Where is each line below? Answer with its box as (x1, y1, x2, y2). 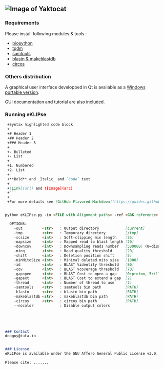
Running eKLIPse (5, 111, 46, 118)
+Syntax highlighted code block (7, 122, 73, 127)
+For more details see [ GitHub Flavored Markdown (7, 199, 110, 204)
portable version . (5, 89, 40, 95)
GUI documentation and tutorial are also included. (5, 99, 105, 105)
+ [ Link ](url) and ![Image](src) (7, 186, 73, 191)
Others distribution (5, 73, 51, 80)
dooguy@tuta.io (5, 333, 36, 339)
